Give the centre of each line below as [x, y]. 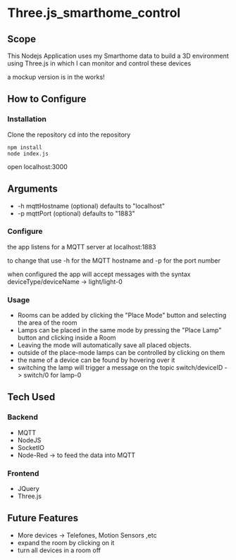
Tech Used [31, 397]
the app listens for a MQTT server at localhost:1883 [82, 247]
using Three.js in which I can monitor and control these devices [99, 63]
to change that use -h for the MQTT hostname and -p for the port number [114, 260]
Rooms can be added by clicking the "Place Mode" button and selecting [122, 316]
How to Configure [47, 99]
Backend [23, 417]
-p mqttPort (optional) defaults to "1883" [76, 213]
